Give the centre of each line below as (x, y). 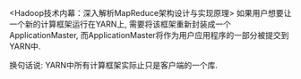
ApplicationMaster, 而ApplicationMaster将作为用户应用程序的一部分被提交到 (149, 35)
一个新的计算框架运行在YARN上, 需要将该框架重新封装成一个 (120, 24)
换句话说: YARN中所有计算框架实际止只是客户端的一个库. (113, 65)
